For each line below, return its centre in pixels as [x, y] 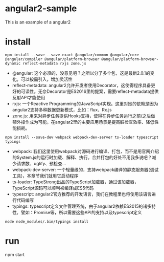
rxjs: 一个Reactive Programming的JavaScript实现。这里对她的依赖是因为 [85, 104]
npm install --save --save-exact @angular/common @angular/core [72, 55]
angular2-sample [41, 9]
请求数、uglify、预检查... [41, 163]
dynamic [13, 63]
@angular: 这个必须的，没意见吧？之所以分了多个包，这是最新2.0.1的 [81, 73]
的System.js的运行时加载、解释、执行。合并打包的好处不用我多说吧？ [82, 157]
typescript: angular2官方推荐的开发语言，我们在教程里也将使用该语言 [82, 194]
